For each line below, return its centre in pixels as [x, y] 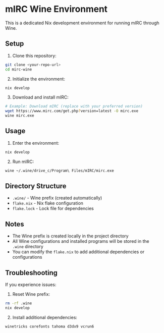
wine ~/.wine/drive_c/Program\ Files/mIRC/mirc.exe [59, 170]
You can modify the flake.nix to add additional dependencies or [78, 252]
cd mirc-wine [19, 69]
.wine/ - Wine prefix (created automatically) [57, 198]
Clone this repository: [34, 55]
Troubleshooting [31, 273]
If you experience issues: [31, 284]
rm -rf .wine [19, 303]
